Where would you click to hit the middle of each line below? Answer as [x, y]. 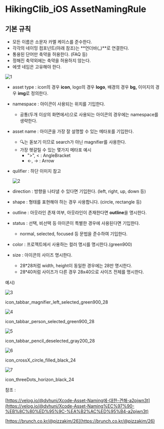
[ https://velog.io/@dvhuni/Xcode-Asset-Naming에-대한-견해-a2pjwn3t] [78, 400]
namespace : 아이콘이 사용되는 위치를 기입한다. [59, 104]
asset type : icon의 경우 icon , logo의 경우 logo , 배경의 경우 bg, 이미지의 [83, 87]
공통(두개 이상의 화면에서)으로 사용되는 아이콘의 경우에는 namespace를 [89, 114]
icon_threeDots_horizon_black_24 [40, 380]
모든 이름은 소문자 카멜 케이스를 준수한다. [52, 42]
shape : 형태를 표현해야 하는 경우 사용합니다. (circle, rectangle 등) [77, 202]
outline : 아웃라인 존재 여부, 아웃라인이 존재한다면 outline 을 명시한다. [80, 213]
